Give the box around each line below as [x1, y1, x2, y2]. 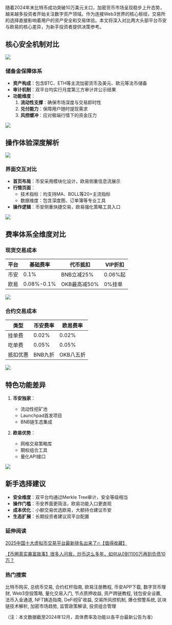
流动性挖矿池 [20, 406, 48, 412]
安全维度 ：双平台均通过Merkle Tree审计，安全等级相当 [12, 494, 128, 500]
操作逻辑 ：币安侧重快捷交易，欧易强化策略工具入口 [12, 204, 121, 210]
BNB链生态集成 [20, 419, 53, 425]
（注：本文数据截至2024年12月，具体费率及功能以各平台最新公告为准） [5, 614, 156, 620]
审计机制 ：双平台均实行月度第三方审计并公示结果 [12, 87, 116, 93]
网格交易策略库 [20, 440, 52, 447]
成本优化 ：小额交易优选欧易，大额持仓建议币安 [12, 507, 112, 513]
